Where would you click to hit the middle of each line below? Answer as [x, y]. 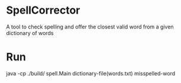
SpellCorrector [43, 10]
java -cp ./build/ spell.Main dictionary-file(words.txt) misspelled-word [91, 73]
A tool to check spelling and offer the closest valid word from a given [90, 27]
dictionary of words [30, 33]
